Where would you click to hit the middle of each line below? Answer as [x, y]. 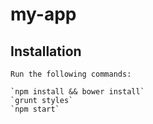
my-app [43, 14]
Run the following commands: [71, 74]
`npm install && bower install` [77, 92]
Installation [46, 51]
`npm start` [35, 109]
